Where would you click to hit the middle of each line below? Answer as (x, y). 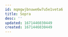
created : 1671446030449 (29, 27)
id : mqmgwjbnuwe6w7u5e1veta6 (34, 9)
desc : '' (14, 18)
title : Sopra (18, 14)
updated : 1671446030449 (29, 23)
